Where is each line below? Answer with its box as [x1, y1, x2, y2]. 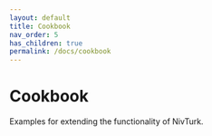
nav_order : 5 [9, 30, 59, 39]
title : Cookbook [9, 22, 71, 31]
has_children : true [9, 38, 83, 48]
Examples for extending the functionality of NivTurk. [9, 116, 204, 127]
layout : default [9, 13, 71, 23]
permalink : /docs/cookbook [9, 47, 111, 56]
